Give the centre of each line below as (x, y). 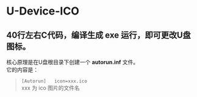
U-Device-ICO (43, 11)
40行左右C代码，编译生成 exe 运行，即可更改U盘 (99, 35)
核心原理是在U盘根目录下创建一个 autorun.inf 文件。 (73, 62)
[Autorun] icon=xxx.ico (54, 81)
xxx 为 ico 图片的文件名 (51, 88)
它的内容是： (22, 70)
